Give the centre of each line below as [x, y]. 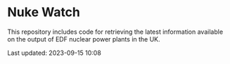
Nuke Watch [44, 12]
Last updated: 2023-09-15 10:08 [55, 53]
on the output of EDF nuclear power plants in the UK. [84, 39]
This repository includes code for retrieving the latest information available [115, 32]
